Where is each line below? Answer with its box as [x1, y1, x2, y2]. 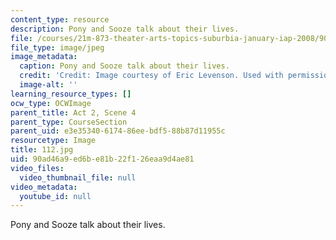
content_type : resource [10, 14, 110, 25]
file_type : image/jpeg [10, 42, 105, 53]
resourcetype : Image [10, 136, 97, 146]
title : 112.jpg [10, 145, 74, 155]
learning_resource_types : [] [10, 89, 132, 99]
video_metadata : [10, 182, 78, 192]
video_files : [10, 163, 65, 173]
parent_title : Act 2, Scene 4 [10, 107, 137, 118]
